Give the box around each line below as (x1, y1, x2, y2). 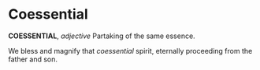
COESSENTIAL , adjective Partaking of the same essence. (8, 31, 195, 40)
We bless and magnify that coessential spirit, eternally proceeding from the (8, 46, 253, 55)
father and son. (8, 54, 58, 64)
